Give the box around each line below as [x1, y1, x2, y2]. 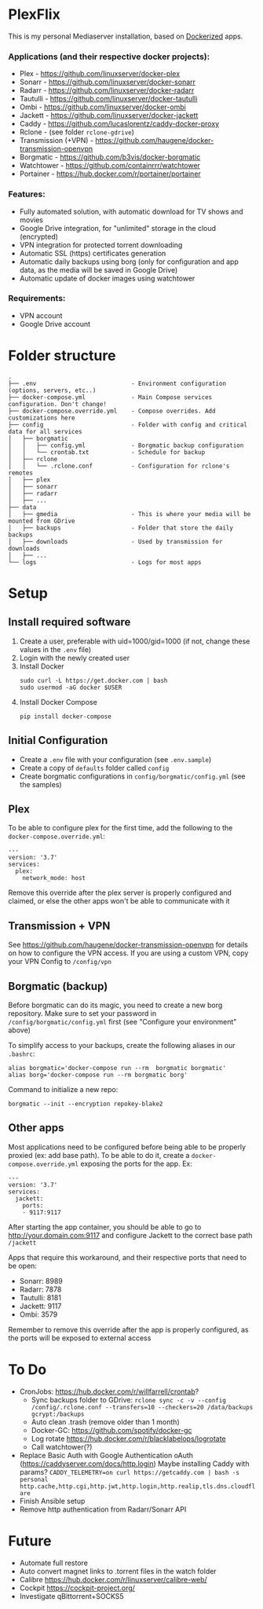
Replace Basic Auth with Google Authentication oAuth [19, 1450, 194, 1460]
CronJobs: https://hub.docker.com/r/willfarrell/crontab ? [19, 1387, 199, 1396]
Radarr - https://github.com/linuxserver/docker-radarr [19, 86, 195, 95]
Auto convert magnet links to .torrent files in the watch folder [19, 1566, 217, 1576]
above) [8, 1025, 31, 1035]
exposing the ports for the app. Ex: [80, 1159, 192, 1168]
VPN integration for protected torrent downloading [19, 240, 183, 249]
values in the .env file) [19, 644, 92, 654]
